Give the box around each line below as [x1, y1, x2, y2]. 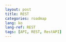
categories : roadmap [5, 16, 47, 21]
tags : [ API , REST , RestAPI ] [5, 29, 62, 34]
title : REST [5, 12, 29, 16]
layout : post [5, 7, 32, 12]
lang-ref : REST [5, 25, 36, 30]
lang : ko [5, 20, 23, 26]
